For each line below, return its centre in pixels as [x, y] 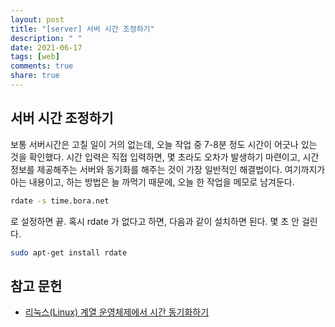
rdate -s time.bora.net [60, 201]
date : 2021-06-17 [46, 47]
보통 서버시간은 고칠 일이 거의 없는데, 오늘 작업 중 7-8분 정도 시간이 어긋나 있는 [164, 144]
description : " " [46, 38]
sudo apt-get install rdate [69, 252]
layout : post [37, 19]
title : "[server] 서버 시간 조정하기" [82, 29]
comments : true [42, 66]
